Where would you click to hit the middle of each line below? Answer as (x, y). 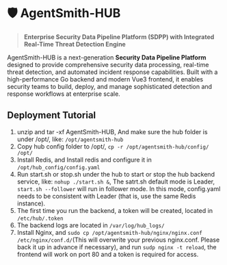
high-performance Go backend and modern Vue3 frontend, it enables (105, 79)
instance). (31, 203)
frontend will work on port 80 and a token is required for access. (108, 254)
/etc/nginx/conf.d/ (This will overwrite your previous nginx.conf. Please (118, 240)
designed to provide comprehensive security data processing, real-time (108, 64)
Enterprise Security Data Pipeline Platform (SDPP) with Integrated (119, 37)
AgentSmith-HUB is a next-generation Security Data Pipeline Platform (107, 57)
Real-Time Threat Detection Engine (75, 44)
